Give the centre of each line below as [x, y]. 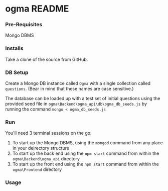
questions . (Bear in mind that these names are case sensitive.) [69, 89]
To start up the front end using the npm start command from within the [86, 164]
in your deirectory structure [41, 148]
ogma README [37, 9]
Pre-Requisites [24, 25]
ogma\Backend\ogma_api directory [46, 159]
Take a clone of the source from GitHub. [47, 59]
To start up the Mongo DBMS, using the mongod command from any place [88, 143]
